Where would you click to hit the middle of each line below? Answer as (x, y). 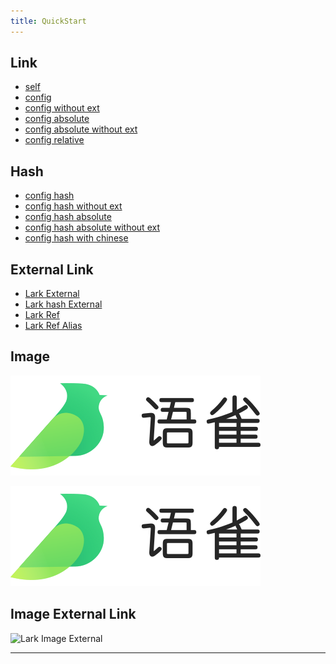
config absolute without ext (81, 129)
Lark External (52, 294)
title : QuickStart (48, 21)
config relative (54, 140)
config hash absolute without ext (92, 227)
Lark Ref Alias (53, 326)
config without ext (62, 108)
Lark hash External (63, 304)
